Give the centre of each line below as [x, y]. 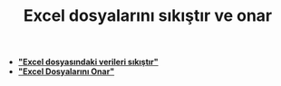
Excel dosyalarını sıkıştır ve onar [148, 16]
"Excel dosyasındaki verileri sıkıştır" [88, 62]
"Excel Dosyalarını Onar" [66, 72]
